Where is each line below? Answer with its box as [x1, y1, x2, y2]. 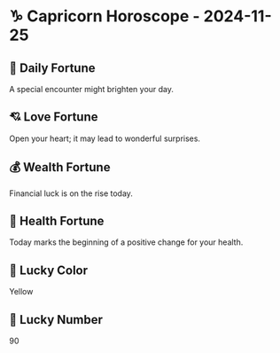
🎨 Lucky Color [9, 263, 89, 278]
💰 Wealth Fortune [9, 160, 111, 175]
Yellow [9, 286, 34, 297]
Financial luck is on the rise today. [9, 188, 133, 199]
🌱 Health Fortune [9, 214, 105, 229]
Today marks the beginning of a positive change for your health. [9, 237, 244, 247]
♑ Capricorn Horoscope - [9, 6, 201, 27]
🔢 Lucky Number [9, 312, 104, 327]
